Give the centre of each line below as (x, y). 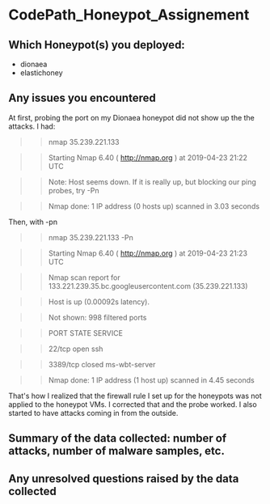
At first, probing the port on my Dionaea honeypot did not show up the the (131, 117)
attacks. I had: (32, 126)
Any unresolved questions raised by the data (124, 479)
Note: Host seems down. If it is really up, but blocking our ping (152, 182)
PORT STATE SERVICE (86, 332)
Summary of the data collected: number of (118, 438)
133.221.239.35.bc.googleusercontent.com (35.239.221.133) (148, 286)
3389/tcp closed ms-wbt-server (102, 364)
